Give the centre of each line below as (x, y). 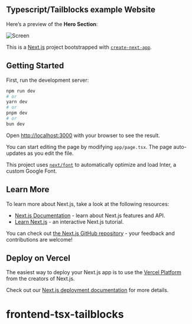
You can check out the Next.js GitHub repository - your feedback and (91, 233)
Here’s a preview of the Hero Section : (52, 24)
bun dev (16, 124)
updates (16, 153)
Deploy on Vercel (38, 258)
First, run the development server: (48, 80)
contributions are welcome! (39, 239)
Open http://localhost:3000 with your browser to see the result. (83, 135)
